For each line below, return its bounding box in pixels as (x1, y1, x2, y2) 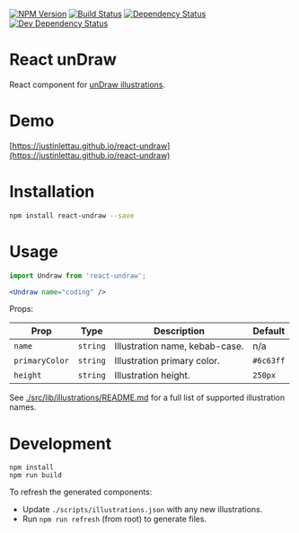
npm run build (9, 471, 63, 480)
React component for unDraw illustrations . (9, 79, 166, 90)
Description (154, 324, 205, 337)
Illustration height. (114, 369, 190, 382)
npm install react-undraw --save (9, 211, 135, 220)
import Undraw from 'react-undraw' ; (9, 271, 146, 280)
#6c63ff (252, 356, 286, 366)
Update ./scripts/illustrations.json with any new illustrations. (22, 504, 263, 515)
